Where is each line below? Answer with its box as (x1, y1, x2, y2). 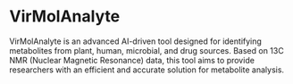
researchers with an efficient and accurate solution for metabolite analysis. (9, 64, 284, 75)
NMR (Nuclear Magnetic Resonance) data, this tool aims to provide (9, 55, 255, 65)
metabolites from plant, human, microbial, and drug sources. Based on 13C (9, 45, 284, 55)
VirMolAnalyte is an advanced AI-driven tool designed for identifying (9, 36, 262, 46)
